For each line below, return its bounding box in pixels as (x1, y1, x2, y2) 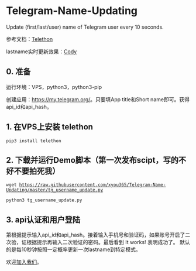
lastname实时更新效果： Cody (6, 48, 77, 55)
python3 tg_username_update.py (6, 197, 82, 203)
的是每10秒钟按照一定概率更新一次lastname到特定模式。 (6, 246, 142, 253)
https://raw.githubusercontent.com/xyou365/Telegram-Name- (19, 182, 166, 188)
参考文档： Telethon (6, 35, 53, 42)
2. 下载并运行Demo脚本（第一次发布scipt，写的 (6, 155, 179, 165)
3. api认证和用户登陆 (6, 215, 81, 225)
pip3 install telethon (6, 138, 61, 144)
